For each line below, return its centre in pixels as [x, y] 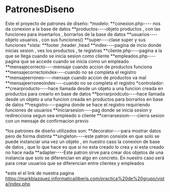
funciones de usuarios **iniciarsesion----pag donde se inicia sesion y [79, 110]
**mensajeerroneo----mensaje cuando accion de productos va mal [76, 77]
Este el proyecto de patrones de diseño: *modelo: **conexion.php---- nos [83, 23]
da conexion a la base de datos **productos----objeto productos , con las [83, 29]
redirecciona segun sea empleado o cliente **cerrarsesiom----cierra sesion [85, 115]
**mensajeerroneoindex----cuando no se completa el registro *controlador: [85, 83]
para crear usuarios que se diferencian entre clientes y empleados [75, 163]
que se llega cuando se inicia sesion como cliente [57, 56]
